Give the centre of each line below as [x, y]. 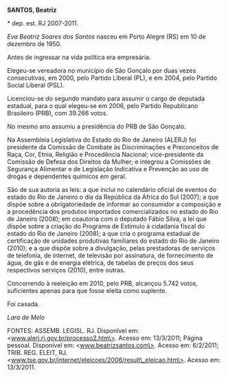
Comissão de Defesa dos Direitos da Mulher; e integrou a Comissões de [109, 162]
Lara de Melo [26, 317]
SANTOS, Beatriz [32, 10]
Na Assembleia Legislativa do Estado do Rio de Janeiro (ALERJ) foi [102, 140]
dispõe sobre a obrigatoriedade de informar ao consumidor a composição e [114, 204]
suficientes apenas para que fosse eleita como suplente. [87, 291]
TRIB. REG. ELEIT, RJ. [37, 353]
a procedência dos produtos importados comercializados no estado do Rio [113, 212]
